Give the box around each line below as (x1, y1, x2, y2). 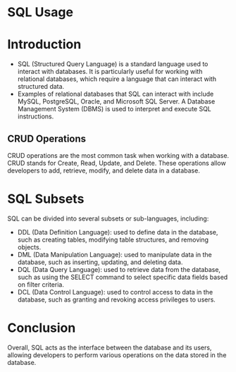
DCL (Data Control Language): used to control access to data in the (17, 287, 213, 296)
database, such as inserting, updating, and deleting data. (17, 258, 183, 266)
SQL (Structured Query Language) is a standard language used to (17, 60, 209, 68)
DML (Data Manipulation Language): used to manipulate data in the (17, 250, 213, 259)
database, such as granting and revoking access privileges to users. (17, 295, 216, 304)
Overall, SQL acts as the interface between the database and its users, (7, 343, 212, 352)
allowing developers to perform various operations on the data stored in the (7, 350, 227, 359)
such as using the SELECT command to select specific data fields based (17, 273, 228, 281)
